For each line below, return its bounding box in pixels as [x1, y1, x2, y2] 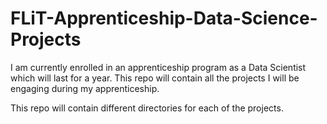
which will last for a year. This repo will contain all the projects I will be [10, 72, 300, 84]
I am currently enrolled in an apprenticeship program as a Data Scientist [10, 61, 307, 73]
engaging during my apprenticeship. [10, 82, 160, 94]
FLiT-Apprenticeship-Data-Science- [10, 7, 318, 30]
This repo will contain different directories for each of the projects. [10, 102, 284, 114]
